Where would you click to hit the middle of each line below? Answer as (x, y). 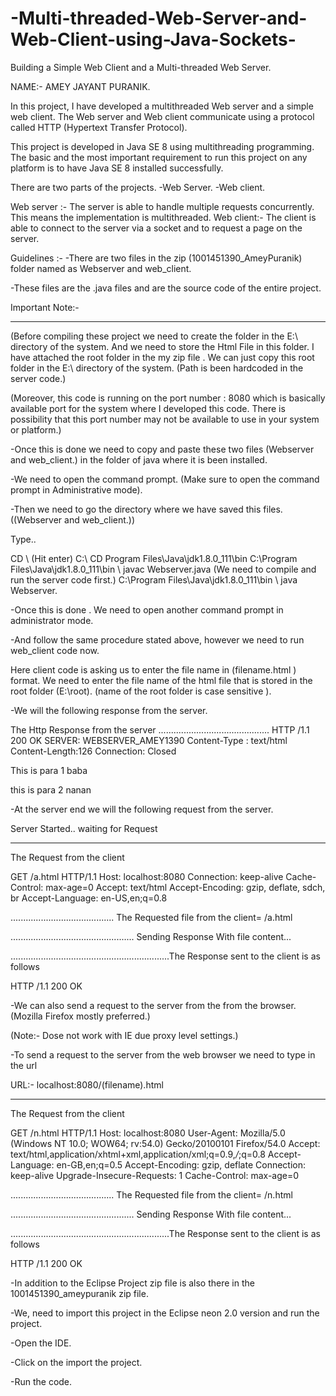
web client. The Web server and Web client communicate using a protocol (162, 116)
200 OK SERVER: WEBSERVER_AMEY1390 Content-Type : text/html (149, 740)
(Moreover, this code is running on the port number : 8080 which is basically (168, 398)
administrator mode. (52, 620)
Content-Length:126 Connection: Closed (93, 751)
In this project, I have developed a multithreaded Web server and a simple (162, 106)
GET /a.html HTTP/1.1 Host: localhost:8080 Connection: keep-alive (147, 876)
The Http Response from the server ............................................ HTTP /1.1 (160, 729)
